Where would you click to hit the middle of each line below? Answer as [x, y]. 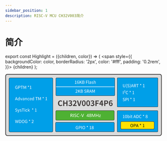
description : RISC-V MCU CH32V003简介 [44, 16]
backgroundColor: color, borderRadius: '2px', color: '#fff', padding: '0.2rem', [83, 62]
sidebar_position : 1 [27, 10]
